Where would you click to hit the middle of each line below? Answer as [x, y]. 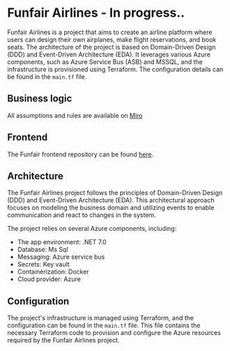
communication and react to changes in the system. [82, 215]
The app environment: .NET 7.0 [62, 242]
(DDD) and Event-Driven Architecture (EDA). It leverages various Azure [109, 54]
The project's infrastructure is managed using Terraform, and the [100, 318]
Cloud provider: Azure [49, 279]
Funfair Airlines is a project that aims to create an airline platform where [110, 32]
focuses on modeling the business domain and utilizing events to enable [111, 208]
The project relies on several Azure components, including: [92, 229]
